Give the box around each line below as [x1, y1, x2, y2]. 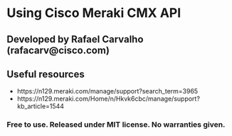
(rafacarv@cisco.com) [6, 44, 110, 56]
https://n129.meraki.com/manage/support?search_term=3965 [16, 87, 199, 96]
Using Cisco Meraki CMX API [6, 5, 181, 21]
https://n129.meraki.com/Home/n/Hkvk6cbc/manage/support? [16, 94, 201, 103]
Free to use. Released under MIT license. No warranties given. [6, 120, 226, 130]
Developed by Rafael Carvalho [6, 33, 144, 45]
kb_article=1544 [16, 102, 65, 110]
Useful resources [6, 68, 85, 80]
